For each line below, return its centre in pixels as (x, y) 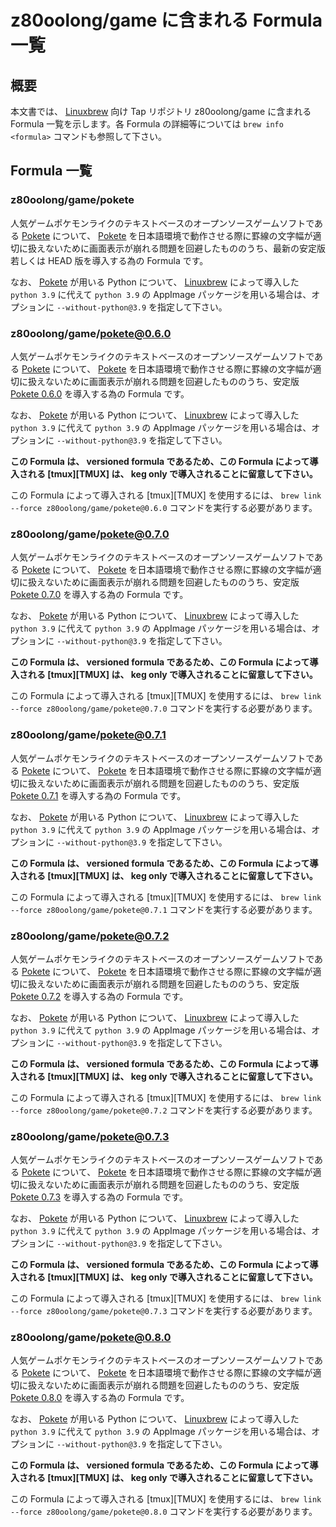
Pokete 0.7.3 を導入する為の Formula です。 (99, 1197)
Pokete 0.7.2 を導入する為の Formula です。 (99, 996)
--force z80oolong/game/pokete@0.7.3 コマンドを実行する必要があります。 (164, 1311)
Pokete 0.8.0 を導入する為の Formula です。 (100, 1398)
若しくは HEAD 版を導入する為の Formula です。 (109, 260)
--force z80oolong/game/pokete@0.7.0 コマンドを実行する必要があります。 (164, 708)
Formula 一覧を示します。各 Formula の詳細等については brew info (147, 124)
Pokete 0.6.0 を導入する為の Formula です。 (100, 393)
